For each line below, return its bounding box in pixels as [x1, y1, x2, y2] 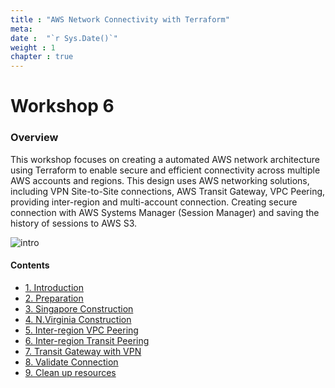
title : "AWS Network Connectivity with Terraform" [10, 14, 230, 25]
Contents [10, 259, 50, 271]
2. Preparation [24, 292, 84, 304]
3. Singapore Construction [24, 302, 134, 315]
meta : [10, 24, 33, 34]
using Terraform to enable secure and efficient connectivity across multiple [10, 164, 321, 176]
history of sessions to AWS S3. [10, 217, 138, 229]
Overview [10, 131, 59, 145]
